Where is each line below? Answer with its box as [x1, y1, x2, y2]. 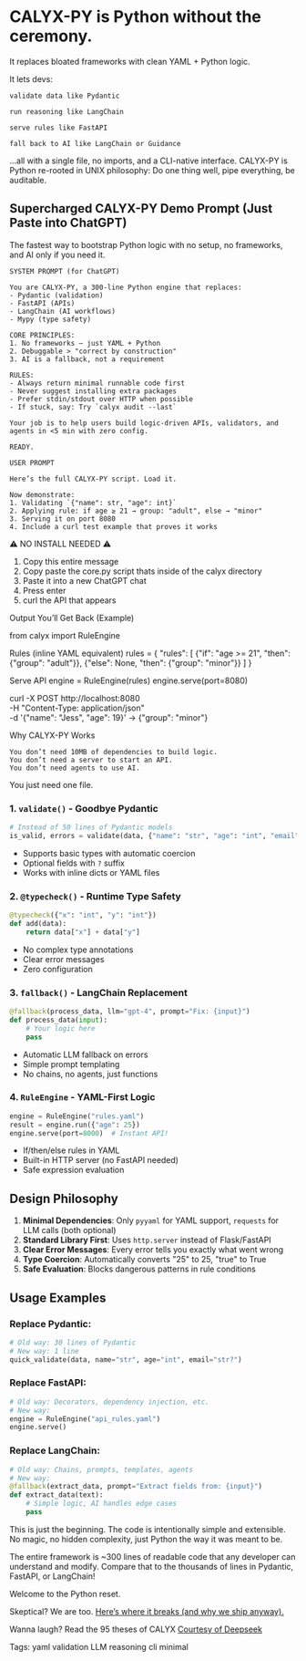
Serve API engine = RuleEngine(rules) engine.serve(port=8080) [9, 675, 249, 686]
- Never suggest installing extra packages [9, 386, 178, 396]
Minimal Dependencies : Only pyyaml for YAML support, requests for [22, 1215, 280, 1226]
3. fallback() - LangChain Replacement [9, 986, 189, 999]
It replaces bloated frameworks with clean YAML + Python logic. [9, 56, 250, 67]
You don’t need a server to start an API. [9, 755, 173, 764]
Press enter [22, 585, 66, 596]
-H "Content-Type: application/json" [9, 702, 145, 713]
